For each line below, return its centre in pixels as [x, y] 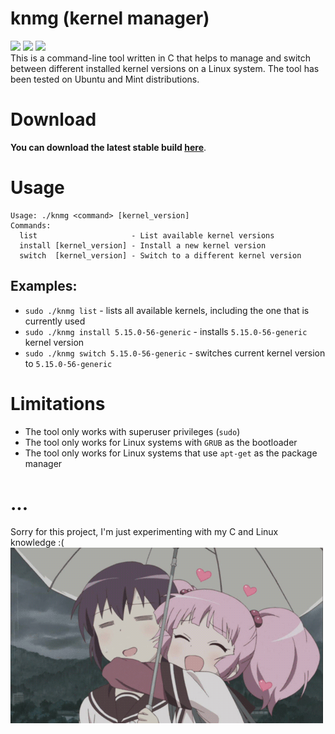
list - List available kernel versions [147, 235]
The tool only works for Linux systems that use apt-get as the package [171, 453]
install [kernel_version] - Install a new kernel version [143, 245]
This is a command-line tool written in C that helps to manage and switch [161, 58]
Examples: [44, 286]
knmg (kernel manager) [110, 18]
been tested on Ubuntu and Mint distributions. [105, 79]
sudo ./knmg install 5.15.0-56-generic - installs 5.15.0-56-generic [166, 331]
